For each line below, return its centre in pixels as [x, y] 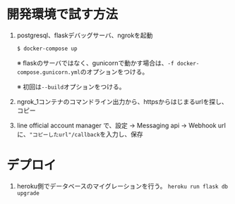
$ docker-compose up [47, 49]
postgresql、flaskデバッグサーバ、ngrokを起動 [85, 35]
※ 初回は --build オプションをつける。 [71, 87]
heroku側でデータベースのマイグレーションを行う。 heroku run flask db [122, 186]
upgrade [28, 193]
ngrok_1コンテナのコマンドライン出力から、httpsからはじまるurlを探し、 [122, 101]
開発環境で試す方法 [62, 14]
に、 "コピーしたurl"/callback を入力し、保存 [80, 134]
